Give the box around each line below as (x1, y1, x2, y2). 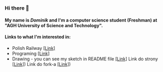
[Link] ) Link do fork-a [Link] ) (12, 61, 71, 67)
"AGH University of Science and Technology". (5, 22, 103, 28)
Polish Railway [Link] (12, 45, 56, 51)
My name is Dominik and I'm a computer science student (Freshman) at (5, 17, 157, 23)
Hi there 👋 (5, 5, 30, 12)
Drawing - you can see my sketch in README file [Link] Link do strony (12, 55, 158, 62)
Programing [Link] (12, 50, 50, 56)
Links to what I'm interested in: (5, 34, 71, 40)
